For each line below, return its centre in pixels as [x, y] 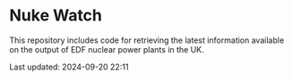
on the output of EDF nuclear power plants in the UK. [107, 49]
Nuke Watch [56, 16]
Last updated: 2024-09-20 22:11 [69, 67]
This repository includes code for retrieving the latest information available [147, 40]
